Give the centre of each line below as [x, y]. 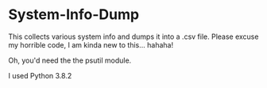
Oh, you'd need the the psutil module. [70, 60]
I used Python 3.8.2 [40, 75]
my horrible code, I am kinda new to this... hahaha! [91, 44]
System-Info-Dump [74, 15]
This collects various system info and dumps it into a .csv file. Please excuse [133, 36]
